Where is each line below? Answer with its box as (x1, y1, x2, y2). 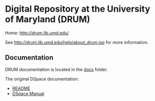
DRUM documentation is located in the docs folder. (5, 66, 108, 72)
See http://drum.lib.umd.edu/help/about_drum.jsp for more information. (5, 39, 149, 45)
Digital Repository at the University (5, 3, 151, 15)
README (12, 85, 31, 91)
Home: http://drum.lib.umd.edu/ (5, 30, 69, 36)
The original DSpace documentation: (5, 76, 79, 81)
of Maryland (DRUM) (5, 14, 90, 25)
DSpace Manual (12, 90, 44, 96)
